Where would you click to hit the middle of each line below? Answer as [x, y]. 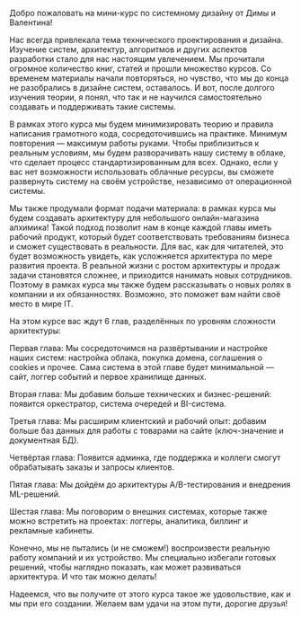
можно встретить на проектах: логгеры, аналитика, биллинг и [129, 521]
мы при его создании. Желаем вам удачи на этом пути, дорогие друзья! [149, 604]
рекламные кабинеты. [52, 530]
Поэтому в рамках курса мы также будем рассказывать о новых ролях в [150, 285]
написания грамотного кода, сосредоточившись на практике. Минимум [148, 133]
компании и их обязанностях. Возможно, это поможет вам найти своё [145, 294]
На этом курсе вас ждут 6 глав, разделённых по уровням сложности [142, 321]
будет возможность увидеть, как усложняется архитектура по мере [141, 256]
